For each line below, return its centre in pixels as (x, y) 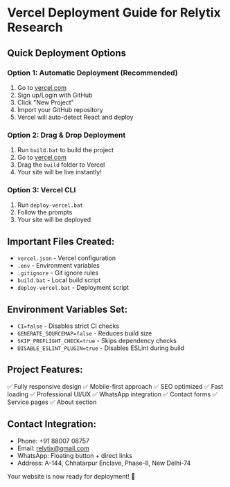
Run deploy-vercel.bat (50, 205)
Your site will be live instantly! (59, 172)
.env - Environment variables (59, 266)
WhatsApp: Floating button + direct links (75, 455)
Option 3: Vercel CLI (42, 190)
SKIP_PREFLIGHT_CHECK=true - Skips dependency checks (97, 341)
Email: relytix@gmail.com (53, 448)
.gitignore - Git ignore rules (58, 273)
